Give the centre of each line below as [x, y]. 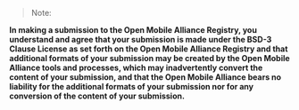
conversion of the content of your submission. [97, 96]
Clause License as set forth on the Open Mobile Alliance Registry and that [149, 49]
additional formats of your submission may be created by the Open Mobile [149, 58]
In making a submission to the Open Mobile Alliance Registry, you [133, 30]
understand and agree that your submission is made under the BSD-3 [141, 39]
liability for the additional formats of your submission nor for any [132, 86]
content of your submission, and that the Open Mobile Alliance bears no [145, 77]
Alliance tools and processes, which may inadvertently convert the [136, 67]
